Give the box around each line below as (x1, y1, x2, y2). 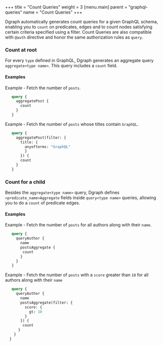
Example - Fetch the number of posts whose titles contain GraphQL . (5, 121, 139, 127)
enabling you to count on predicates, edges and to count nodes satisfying (5, 24, 152, 30)
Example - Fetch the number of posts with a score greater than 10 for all (5, 272, 149, 278)
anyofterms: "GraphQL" (24, 144, 71, 149)
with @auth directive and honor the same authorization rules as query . (5, 34, 144, 40)
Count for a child (5, 178, 45, 185)
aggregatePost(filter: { (16, 135, 67, 140)
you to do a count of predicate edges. (5, 200, 80, 206)
